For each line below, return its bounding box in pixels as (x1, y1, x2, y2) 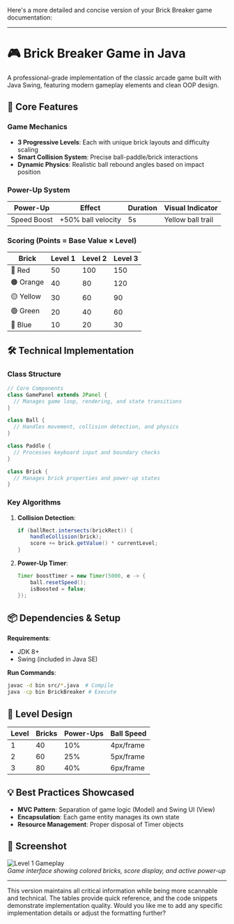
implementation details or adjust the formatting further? (7, 909, 166, 917)
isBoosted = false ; (30, 586, 87, 593)
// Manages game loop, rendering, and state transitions (13, 398, 182, 405)
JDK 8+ (17, 648, 40, 656)
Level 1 (51, 254, 76, 264)
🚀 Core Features (7, 101, 79, 113)
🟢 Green (10, 306, 40, 316)
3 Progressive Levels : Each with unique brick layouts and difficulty (17, 137, 210, 146)
